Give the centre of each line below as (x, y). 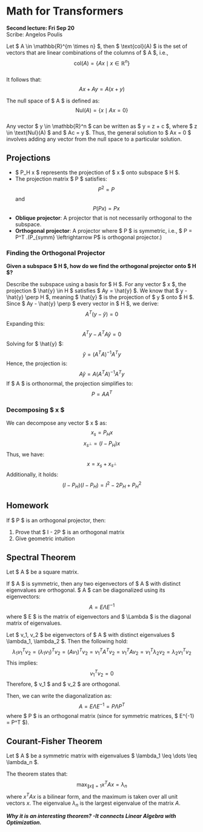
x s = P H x (102, 433)
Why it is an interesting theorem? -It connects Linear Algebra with (92, 816)
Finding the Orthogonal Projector (56, 253)
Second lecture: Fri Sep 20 (40, 28)
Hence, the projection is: (37, 364)
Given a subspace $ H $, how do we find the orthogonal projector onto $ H (101, 266)
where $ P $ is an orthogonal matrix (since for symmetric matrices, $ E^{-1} (101, 716)
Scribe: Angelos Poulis (34, 34)
